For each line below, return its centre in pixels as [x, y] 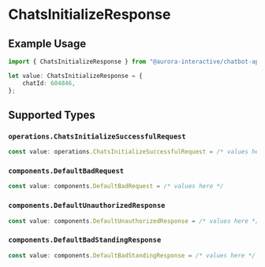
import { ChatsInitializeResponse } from [77, 61]
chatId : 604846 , [49, 83]
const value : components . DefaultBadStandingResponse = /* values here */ [132, 255]
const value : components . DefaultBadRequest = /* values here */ [116, 187]
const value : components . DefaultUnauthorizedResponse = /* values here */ [134, 221]
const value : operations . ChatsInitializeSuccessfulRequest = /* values [128, 152]
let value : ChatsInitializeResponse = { [76, 76]
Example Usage [47, 44]
